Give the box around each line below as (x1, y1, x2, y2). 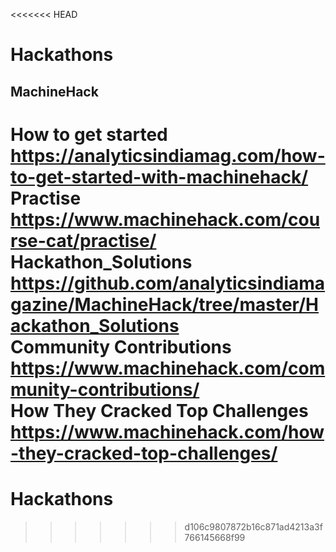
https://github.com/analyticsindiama (10, 272, 326, 294)
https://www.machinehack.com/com (10, 357, 326, 379)
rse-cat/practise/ (10, 229, 157, 252)
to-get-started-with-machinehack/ (10, 165, 309, 188)
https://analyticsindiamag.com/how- (10, 144, 326, 167)
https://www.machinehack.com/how (10, 420, 325, 443)
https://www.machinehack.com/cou (10, 208, 321, 231)
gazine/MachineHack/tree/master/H (10, 293, 319, 316)
